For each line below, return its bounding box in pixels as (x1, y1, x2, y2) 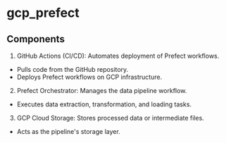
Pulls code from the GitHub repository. (16, 66, 129, 73)
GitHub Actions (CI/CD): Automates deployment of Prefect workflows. (16, 51, 220, 60)
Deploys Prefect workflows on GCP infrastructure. (16, 73, 163, 81)
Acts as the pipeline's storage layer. (16, 128, 120, 135)
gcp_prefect (6, 5, 80, 21)
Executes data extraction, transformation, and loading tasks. (16, 100, 192, 108)
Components (6, 33, 65, 45)
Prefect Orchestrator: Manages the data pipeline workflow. (16, 87, 187, 94)
